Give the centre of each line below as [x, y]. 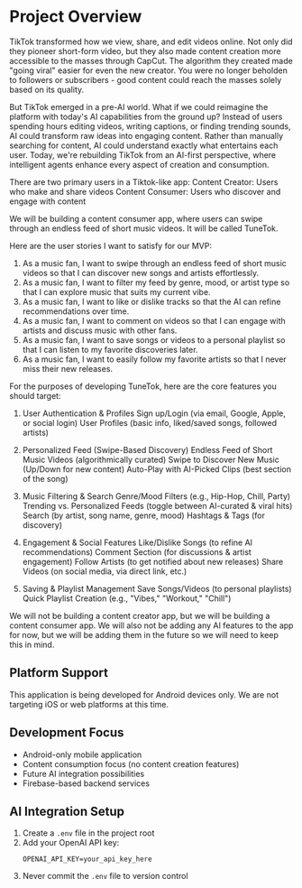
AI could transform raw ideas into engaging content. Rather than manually [146, 135]
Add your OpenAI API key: [71, 843]
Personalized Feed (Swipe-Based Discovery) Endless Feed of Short [147, 449]
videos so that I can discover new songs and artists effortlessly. [141, 273]
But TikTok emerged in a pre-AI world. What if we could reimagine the [139, 106]
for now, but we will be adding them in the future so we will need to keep [144, 634]
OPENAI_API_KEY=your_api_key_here [87, 859]
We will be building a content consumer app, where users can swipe [136, 218]
